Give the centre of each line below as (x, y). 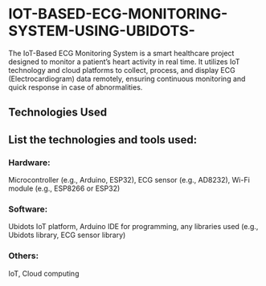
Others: (23, 256)
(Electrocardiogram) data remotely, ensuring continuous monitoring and (127, 79)
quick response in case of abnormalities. (76, 87)
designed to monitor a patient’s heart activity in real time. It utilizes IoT (124, 62)
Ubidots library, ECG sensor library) (67, 235)
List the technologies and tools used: (103, 140)
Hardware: (29, 163)
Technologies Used (57, 113)
